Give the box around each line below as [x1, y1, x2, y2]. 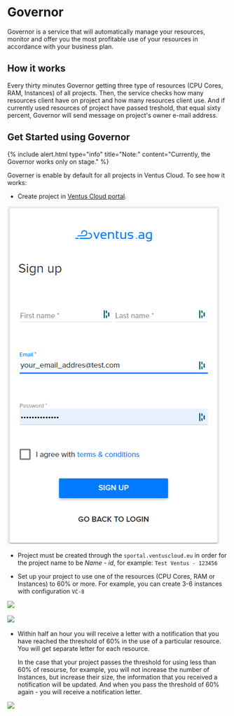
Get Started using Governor [7, 131, 130, 144]
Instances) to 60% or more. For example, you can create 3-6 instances [17, 579, 223, 588]
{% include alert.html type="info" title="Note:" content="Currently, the [7, 150, 211, 158]
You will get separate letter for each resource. [17, 644, 150, 652]
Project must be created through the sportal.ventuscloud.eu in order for [17, 551, 227, 559]
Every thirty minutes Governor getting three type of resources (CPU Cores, [7, 81, 223, 90]
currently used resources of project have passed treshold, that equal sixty [7, 103, 221, 112]
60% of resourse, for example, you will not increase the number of [17, 665, 210, 673]
